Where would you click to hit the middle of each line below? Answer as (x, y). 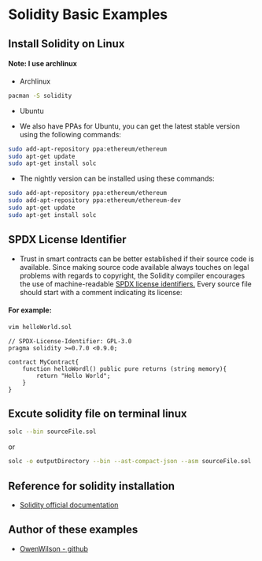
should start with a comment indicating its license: (101, 292)
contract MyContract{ (44, 362)
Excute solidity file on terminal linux (98, 414)
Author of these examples (73, 530)
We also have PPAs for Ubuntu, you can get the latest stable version (129, 126)
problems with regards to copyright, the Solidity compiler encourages (132, 275)
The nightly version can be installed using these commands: (117, 178)
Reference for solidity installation (92, 486)
